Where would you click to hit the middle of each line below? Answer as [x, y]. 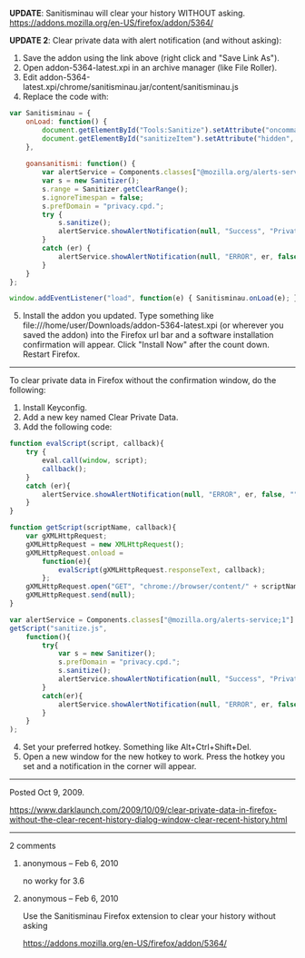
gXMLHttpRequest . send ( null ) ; [81, 595]
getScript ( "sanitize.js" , [58, 628]
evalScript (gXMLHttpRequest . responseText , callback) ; [162, 570]
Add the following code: [67, 427]
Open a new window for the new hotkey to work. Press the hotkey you [154, 756]
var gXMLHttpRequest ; [66, 536]
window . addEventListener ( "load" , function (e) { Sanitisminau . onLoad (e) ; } [154, 299]
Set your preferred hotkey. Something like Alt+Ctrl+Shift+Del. [137, 747]
